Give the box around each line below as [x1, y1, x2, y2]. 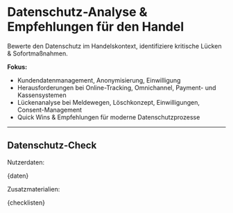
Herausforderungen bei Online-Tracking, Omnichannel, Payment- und [17, 83, 216, 92]
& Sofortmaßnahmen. [7, 49, 68, 58]
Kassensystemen [17, 91, 67, 99]
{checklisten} [7, 198, 45, 207]
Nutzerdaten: [7, 157, 45, 167]
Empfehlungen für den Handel [7, 19, 184, 35]
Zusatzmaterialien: [7, 185, 60, 193]
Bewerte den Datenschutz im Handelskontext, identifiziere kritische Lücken [7, 42, 222, 50]
